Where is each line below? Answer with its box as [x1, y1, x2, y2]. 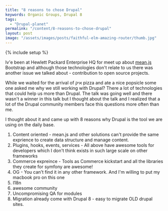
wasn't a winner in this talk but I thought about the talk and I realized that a [5, 95, 160, 101]
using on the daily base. [5, 122, 55, 128]
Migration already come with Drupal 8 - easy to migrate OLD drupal [12, 195, 153, 202]
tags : [5, 17, 17, 22]
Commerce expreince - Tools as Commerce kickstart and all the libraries [12, 158, 163, 164]
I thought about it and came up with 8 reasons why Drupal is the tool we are [5, 116, 163, 122]
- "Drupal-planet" [10, 21, 49, 27]
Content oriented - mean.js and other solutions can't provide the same [12, 131, 159, 137]
